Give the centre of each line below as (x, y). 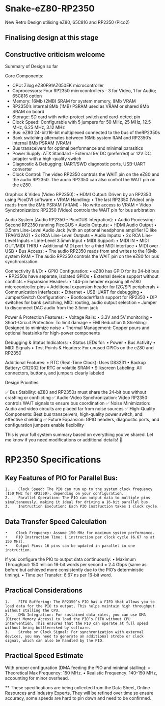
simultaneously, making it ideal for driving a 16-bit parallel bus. (78, 502)
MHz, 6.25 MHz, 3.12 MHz (39, 127)
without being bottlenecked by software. (48, 628)
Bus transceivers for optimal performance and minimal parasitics (78, 148)
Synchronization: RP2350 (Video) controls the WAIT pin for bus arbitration (80, 210)
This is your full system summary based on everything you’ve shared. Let (79, 435)
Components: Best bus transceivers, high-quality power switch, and (74, 414)
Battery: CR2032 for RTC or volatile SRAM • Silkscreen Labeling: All (73, 368)
